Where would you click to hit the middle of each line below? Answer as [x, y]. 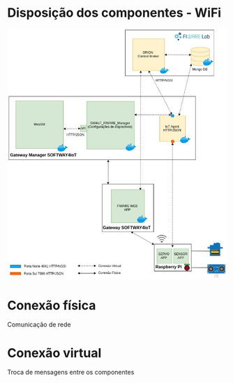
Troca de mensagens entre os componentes [71, 373]
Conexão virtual [54, 353]
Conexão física [52, 305]
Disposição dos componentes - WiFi [114, 13]
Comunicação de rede [39, 325]
